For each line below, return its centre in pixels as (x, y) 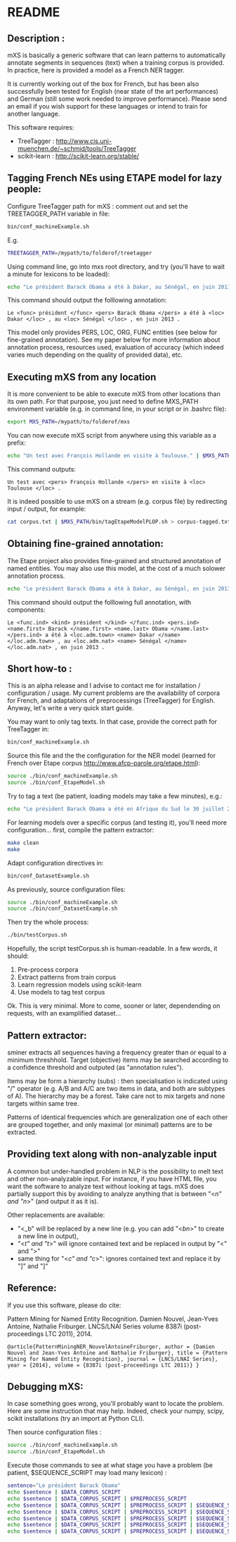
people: (25, 189)
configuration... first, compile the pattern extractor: (81, 829)
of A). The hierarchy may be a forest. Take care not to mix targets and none (116, 1096)
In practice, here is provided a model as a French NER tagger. (96, 70)
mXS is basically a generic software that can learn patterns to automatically (117, 55)
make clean (23, 843)
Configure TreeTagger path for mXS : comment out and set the (98, 206)
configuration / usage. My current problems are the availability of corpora (113, 693)
